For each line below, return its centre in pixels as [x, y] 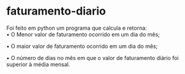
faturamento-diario [56, 11]
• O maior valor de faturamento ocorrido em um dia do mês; [82, 46]
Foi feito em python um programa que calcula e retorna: [77, 28]
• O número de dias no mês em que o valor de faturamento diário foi [92, 58]
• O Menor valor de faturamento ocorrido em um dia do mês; [83, 34]
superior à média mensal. [38, 64]
